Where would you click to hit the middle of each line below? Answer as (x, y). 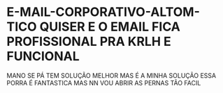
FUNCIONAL (43, 57)
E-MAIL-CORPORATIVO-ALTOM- (103, 12)
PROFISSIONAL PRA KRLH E (89, 42)
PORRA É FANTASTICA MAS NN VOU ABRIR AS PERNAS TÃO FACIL (104, 83)
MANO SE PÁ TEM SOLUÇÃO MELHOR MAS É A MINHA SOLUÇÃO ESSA (111, 75)
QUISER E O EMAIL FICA (110, 27)
